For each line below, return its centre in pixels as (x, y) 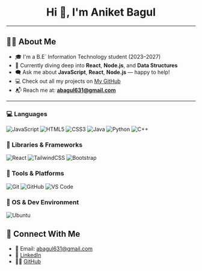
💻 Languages (27, 114)
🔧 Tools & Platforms (35, 174)
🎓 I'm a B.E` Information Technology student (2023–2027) (88, 56)
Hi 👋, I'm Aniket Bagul (101, 12)
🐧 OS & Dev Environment (43, 202)
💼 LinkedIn (28, 255)
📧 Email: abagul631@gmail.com (54, 248)
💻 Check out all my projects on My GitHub (68, 81)
